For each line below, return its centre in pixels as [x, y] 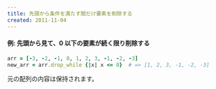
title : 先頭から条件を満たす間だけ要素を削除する [70, 14]
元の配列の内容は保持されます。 [53, 79]
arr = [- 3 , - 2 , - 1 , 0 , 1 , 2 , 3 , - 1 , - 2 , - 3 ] [73, 58]
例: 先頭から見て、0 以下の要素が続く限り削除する [79, 43]
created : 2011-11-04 [37, 20]
